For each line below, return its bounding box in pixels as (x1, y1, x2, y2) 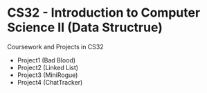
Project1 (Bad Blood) (17, 56, 76, 64)
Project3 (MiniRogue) (17, 71, 78, 79)
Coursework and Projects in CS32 (7, 42, 104, 51)
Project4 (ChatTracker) (17, 78, 83, 86)
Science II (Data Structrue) (7, 19, 163, 35)
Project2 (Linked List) (17, 63, 78, 71)
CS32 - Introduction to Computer (7, 5, 201, 21)
